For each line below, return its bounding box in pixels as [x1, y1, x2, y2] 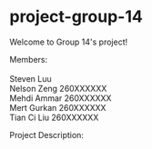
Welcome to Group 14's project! [9, 36, 128, 47]
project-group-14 [9, 6, 143, 27]
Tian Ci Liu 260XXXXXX [9, 112, 99, 123]
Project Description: [9, 129, 85, 140]
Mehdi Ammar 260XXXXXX [9, 93, 112, 104]
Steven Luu [9, 73, 52, 84]
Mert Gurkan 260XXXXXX [9, 102, 106, 113]
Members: [9, 54, 48, 65]
